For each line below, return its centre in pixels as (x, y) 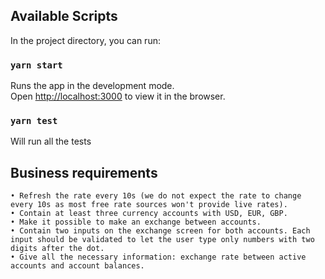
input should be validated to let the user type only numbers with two (162, 240)
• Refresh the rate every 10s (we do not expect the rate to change (156, 196)
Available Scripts (64, 16)
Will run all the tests (51, 141)
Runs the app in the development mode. (92, 86)
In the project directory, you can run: (85, 40)
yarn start (36, 65)
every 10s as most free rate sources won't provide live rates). (149, 205)
